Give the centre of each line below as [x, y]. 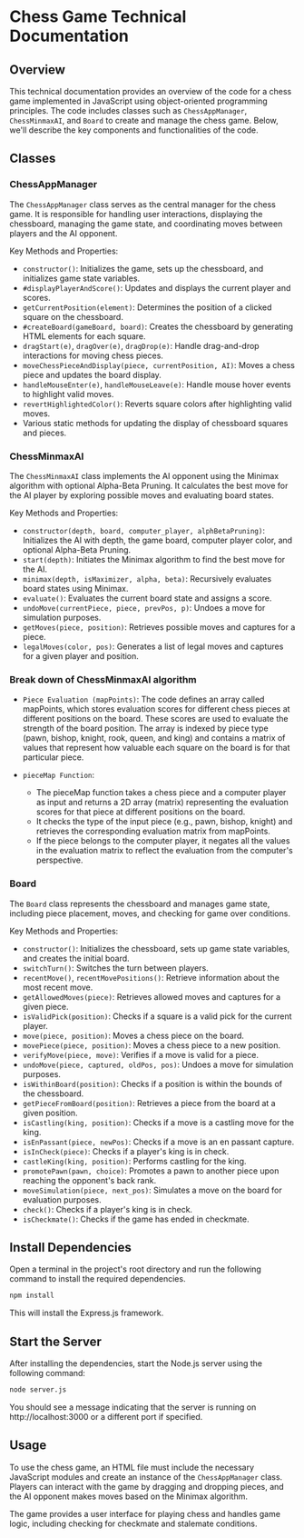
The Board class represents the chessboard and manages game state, [140, 904]
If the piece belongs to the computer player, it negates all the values [163, 841]
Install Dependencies [70, 1247]
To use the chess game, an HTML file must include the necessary [132, 1467]
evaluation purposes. [62, 1199]
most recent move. [58, 987]
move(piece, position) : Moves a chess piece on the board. [133, 1035]
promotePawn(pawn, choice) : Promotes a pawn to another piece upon [151, 1171]
